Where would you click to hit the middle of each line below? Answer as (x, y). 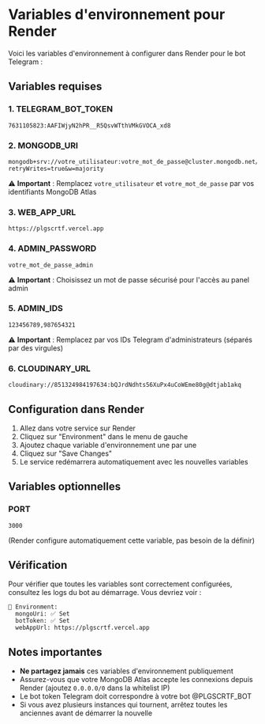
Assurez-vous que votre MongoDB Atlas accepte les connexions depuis (136, 680)
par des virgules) (36, 348)
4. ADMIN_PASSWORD (52, 248)
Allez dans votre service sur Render (78, 428)
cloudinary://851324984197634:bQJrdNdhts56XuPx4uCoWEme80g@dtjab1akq (125, 385)
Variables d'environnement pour (117, 15)
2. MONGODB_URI (43, 146)
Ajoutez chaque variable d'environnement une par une (108, 445)
